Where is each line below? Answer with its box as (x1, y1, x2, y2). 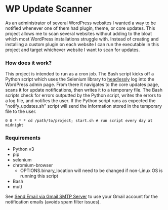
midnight (5, 122, 24, 128)
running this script (20, 173, 58, 179)
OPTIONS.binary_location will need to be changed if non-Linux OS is (20, 167, 163, 174)
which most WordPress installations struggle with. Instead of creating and (5, 36, 159, 42)
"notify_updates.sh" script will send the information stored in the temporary (5, 103, 162, 109)
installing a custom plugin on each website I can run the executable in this (5, 41, 159, 47)
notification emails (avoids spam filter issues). (5, 198, 101, 205)
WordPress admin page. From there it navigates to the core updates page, (5, 81, 159, 88)
